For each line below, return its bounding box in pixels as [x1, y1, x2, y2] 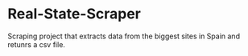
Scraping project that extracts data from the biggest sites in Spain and [7, 31, 241, 41]
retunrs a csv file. [7, 39, 66, 49]
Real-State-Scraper [7, 5, 142, 23]
